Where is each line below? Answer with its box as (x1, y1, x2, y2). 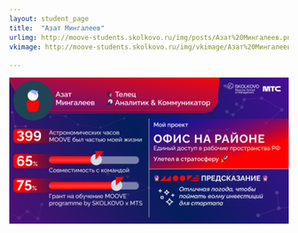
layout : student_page (9, 14, 90, 23)
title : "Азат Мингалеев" (9, 23, 105, 33)
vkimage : (9, 43, 42, 51)
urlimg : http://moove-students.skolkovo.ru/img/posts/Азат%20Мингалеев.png (9, 33, 295, 42)
